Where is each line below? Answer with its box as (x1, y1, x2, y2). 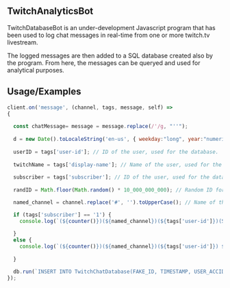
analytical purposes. (7, 66, 65, 74)
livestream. (7, 38, 39, 47)
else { (13, 237, 32, 244)
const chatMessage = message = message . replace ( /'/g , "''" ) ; (13, 123, 188, 130)
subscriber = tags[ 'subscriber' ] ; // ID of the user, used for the (13, 174, 210, 181)
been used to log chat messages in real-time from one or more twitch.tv (7, 31, 210, 39)
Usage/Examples (7, 86, 81, 98)
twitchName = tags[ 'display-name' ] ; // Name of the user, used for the (13, 161, 222, 168)
